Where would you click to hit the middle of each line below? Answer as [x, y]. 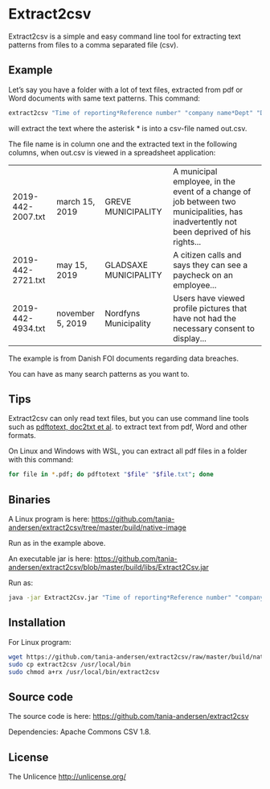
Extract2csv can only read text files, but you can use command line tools [129, 419]
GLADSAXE [126, 265]
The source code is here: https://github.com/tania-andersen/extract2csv [129, 717]
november [75, 313]
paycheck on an [202, 275]
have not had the [205, 318]
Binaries [29, 500]
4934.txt [29, 328]
